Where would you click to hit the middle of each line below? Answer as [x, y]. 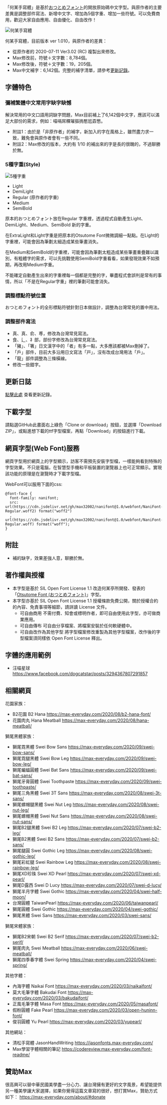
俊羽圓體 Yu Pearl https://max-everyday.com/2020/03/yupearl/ [77, 1022]
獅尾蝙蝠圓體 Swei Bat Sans [41, 770]
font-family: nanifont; [34, 498]
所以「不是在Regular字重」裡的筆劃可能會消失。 [63, 281]
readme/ [21, 1055]
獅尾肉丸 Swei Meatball [36, 948]
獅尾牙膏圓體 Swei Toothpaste [43, 782]
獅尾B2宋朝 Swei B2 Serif [38, 937]
